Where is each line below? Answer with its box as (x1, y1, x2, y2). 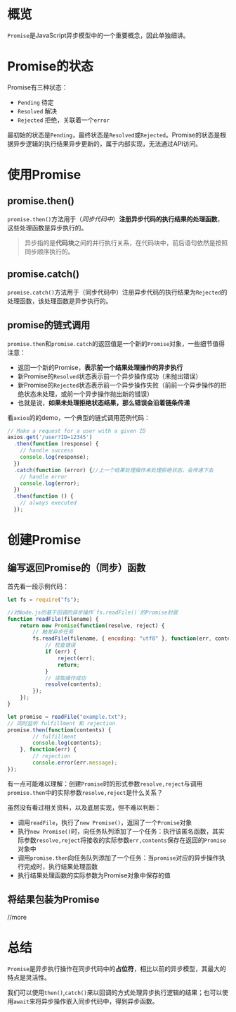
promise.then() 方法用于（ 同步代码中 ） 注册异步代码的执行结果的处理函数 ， (7, 214, 224, 223)
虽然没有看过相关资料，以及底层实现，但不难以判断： (7, 803, 162, 811)
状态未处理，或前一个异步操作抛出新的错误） (23, 389, 153, 398)
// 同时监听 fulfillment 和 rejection (7, 720, 116, 727)
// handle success (20, 447, 74, 455)
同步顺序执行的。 (24, 247, 74, 256)
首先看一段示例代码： (7, 582, 69, 591)
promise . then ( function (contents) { (7, 727, 112, 734)
